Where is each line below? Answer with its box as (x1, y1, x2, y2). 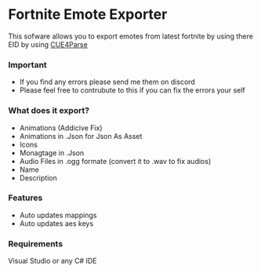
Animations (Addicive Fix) (19, 123, 103, 133)
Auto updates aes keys (19, 218, 94, 228)
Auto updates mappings (19, 210, 97, 220)
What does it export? (8, 105, 90, 116)
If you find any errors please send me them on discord (19, 77, 196, 87)
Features (8, 192, 43, 203)
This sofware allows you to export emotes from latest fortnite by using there (8, 31, 253, 41)
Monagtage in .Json (19, 147, 85, 158)
